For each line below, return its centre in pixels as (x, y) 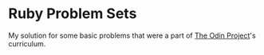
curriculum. (27, 43)
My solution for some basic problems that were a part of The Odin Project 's (132, 35)
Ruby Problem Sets (73, 14)
